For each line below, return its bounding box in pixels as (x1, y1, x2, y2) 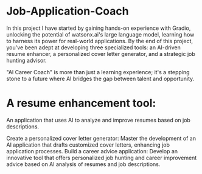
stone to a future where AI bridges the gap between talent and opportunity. (6, 75, 195, 82)
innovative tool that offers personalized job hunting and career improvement (6, 154, 197, 161)
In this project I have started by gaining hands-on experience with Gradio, (6, 24, 191, 32)
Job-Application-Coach (6, 4, 129, 18)
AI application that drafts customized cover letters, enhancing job (6, 141, 170, 148)
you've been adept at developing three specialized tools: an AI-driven (6, 44, 181, 51)
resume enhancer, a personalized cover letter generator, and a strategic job (6, 50, 196, 57)
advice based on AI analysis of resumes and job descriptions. (6, 160, 161, 168)
